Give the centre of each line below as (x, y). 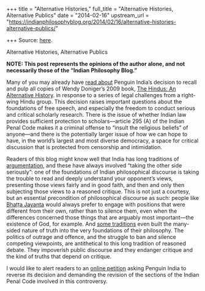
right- (188, 95)
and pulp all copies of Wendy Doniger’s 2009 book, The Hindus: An (91, 89)
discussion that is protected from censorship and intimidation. (84, 147)
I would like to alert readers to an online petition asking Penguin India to (96, 268)
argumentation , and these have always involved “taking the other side (94, 165)
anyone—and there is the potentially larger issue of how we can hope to (97, 134)
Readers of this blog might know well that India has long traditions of (93, 159)
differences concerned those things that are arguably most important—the (100, 217)
